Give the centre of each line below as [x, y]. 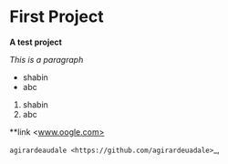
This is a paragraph [47, 59]
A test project [36, 42]
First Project [57, 17]
